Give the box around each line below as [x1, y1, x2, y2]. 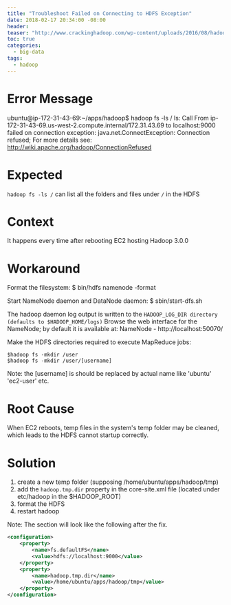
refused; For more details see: [7, 136, 93, 144]
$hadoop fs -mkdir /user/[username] [7, 357, 112, 365]
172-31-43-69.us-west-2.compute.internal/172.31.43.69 [7, 121, 165, 129]
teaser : [7, 29, 30, 36]
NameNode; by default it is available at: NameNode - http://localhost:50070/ [7, 325, 223, 333]
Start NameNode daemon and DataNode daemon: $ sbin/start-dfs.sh [7, 297, 203, 305]
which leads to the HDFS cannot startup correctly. [7, 431, 149, 439]
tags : [7, 55, 23, 62]
